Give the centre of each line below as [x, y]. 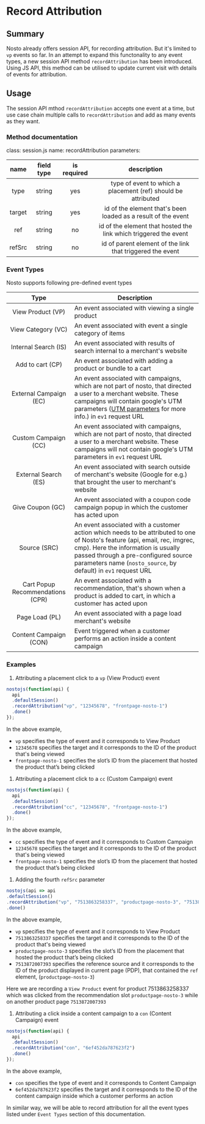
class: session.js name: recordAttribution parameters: [74, 150]
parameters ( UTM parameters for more [130, 409]
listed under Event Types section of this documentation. [76, 1114]
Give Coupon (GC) [39, 507]
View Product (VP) [39, 312]
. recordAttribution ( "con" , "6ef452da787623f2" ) [74, 1048]
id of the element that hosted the [145, 226]
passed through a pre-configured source [133, 556]
